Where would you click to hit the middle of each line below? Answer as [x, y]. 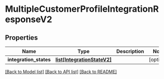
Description [130, 51]
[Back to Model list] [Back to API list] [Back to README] [61, 72]
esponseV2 [29, 19]
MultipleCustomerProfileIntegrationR [82, 9]
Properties [21, 38]
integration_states [29, 60]
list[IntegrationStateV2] [83, 60]
